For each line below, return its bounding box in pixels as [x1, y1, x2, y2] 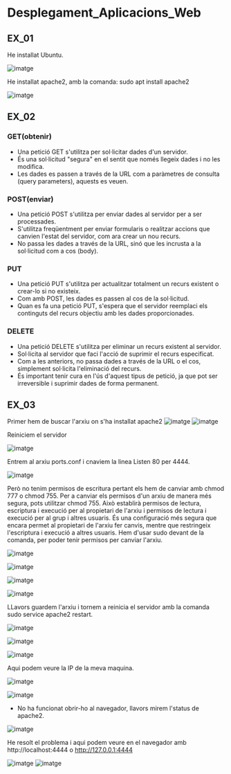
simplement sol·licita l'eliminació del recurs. [17, 364, 142, 372]
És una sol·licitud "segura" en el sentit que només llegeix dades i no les [17, 154, 221, 163]
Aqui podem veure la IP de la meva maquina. [7, 664, 134, 672]
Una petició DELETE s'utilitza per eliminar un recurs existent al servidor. [17, 342, 221, 350]
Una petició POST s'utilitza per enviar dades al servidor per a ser [17, 210, 203, 218]
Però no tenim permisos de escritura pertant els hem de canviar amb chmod [7, 485, 225, 493]
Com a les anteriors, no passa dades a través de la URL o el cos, [17, 357, 201, 365]
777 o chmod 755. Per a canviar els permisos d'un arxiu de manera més [7, 492, 212, 500]
